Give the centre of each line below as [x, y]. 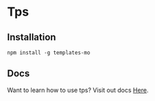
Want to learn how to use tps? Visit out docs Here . [78, 90]
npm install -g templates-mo [49, 53]
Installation [32, 37]
